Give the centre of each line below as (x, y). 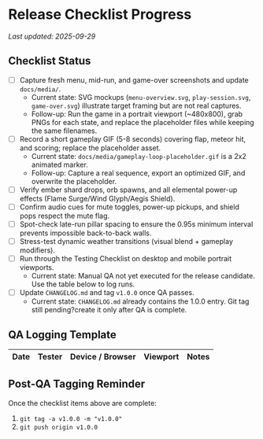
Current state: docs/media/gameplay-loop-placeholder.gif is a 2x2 (139, 156)
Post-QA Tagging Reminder (77, 384)
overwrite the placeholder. (74, 181)
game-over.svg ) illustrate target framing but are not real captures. (136, 105)
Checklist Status (50, 61)
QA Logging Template (62, 335)
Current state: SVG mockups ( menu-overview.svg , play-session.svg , (141, 97)
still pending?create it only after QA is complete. (109, 310)
